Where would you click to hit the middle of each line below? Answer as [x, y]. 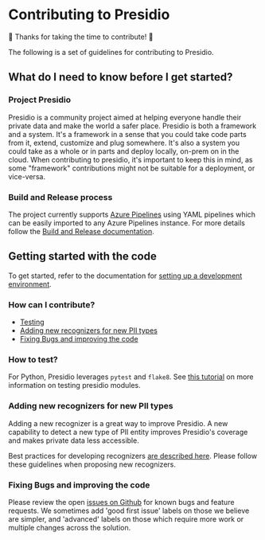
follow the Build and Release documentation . [81, 231]
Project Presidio [40, 100]
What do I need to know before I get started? [121, 77]
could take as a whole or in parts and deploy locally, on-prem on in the [124, 151]
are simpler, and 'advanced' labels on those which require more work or [126, 518]
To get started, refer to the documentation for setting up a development [125, 276]
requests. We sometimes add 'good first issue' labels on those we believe [129, 511]
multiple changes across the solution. [70, 527]
